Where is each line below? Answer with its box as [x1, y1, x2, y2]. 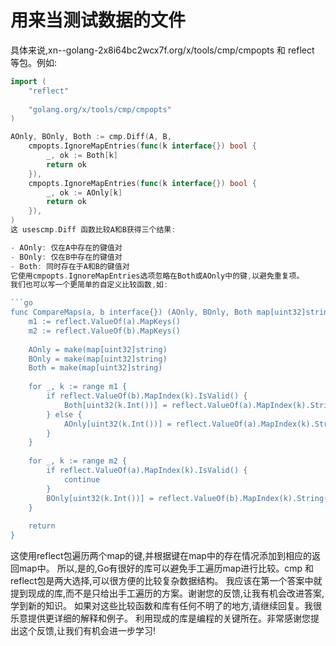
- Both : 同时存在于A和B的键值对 [10, 261, 130, 271]
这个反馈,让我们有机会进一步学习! [18, 625, 157, 637]
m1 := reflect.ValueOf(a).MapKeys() [28, 317, 182, 327]
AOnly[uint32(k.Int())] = [63, 419, 172, 429]
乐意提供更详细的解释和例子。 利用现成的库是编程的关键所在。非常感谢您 [10, 612, 311, 625]
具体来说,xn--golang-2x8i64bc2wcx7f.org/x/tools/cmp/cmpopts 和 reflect [10, 44, 315, 56]
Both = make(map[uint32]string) [28, 363, 163, 373]
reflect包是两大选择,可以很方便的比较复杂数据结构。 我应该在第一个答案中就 [10, 575, 323, 587]
